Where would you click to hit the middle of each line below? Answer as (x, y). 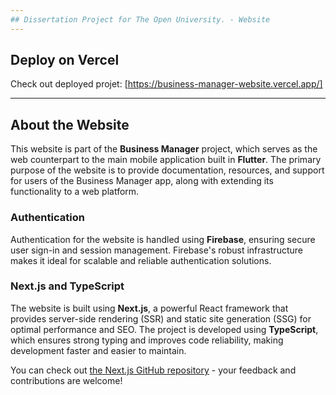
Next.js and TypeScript (67, 286)
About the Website (70, 124)
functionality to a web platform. (75, 192)
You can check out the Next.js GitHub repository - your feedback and (153, 370)
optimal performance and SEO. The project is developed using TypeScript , (164, 329)
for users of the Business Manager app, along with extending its (142, 181)
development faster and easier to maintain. (98, 350)
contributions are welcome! (66, 380)
